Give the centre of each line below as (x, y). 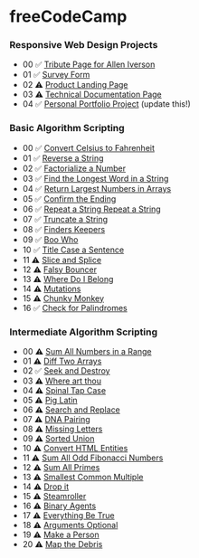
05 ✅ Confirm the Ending (69, 199)
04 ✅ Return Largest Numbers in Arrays (97, 188)
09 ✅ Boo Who (50, 239)
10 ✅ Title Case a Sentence (73, 250)
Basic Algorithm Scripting (67, 128)
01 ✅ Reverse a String (63, 158)
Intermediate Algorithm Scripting (84, 332)
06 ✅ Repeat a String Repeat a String (91, 209)
